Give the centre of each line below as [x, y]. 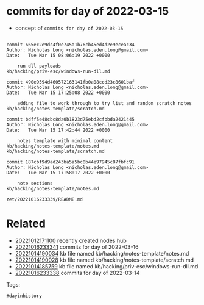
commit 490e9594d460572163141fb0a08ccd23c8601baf [71, 82]
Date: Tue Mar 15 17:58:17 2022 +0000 [58, 173]
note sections [35, 183]
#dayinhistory [24, 296]
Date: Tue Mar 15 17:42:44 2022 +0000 [58, 130]
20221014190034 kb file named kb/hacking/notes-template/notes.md [102, 253]
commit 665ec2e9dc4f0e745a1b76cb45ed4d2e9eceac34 [71, 45]
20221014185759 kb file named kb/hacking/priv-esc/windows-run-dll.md [107, 266]
